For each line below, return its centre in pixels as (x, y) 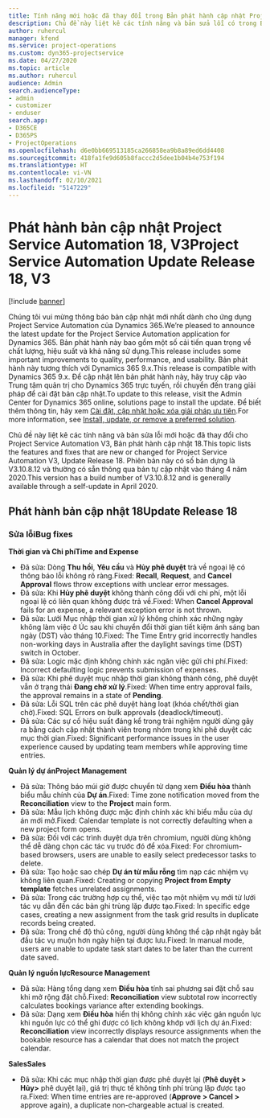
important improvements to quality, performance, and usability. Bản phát (128, 360)
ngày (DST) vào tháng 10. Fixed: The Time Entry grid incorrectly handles (138, 635)
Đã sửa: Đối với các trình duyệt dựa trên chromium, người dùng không (135, 838)
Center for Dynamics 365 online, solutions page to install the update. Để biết (135, 402)
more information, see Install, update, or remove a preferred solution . (123, 419)
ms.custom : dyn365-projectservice (66, 53)
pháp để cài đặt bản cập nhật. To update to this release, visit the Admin (125, 393)
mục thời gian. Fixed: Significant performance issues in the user (125, 738)
